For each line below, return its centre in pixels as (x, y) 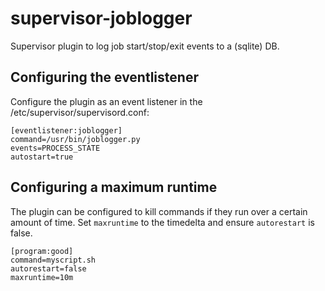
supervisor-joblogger (101, 18)
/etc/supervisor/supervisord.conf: (80, 112)
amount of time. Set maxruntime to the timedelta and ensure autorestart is (162, 222)
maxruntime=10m (42, 277)
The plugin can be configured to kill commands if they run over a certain (159, 211)
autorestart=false (48, 268)
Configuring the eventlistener (104, 77)
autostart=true (42, 157)
